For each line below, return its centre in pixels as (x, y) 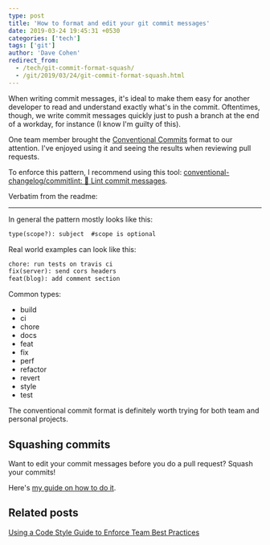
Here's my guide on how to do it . (62, 487)
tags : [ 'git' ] (32, 46)
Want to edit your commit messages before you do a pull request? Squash (131, 463)
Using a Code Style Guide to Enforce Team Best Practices (104, 532)
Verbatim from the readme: (53, 196)
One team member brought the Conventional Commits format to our (121, 139)
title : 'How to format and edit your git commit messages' (109, 23)
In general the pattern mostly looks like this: (81, 219)
